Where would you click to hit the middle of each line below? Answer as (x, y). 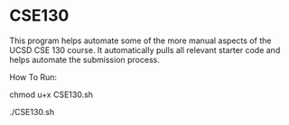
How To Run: (33, 76)
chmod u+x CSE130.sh (51, 94)
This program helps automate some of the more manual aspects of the (140, 40)
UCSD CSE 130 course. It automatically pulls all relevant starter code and (145, 49)
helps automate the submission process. (84, 59)
